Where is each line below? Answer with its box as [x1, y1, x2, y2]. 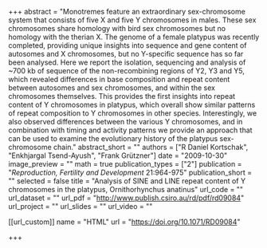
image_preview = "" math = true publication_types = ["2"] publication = [8, 159, 242, 168]
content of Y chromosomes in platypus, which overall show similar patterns [8, 100, 256, 109]
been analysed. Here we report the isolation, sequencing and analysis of [8, 57, 246, 67]
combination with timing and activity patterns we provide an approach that [8, 125, 253, 135]
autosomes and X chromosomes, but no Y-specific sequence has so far [8, 49, 244, 58]
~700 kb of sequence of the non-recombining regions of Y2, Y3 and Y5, [8, 66, 245, 75]
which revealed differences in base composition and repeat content [8, 75, 230, 84]
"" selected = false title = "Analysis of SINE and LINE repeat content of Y [8, 176, 245, 186]
